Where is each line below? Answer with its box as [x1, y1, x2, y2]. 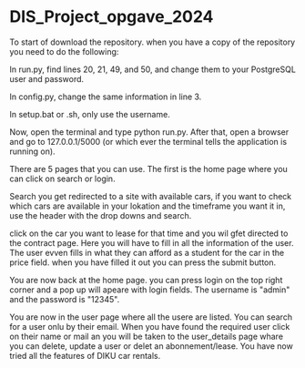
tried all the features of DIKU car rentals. [9, 350, 161, 361]
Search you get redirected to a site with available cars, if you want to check [9, 190, 292, 201]
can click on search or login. [9, 173, 116, 184]
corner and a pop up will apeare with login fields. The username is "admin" [9, 284, 290, 295]
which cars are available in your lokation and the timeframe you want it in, [9, 200, 286, 211]
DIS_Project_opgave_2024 [9, 6, 214, 27]
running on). [9, 146, 56, 157]
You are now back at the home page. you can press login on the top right [9, 274, 283, 285]
